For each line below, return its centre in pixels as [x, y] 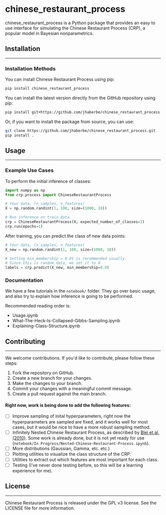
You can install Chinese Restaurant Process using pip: [60, 80]
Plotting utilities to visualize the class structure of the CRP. [71, 454]
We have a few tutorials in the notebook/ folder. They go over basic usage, [80, 291]
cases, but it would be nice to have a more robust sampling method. [81, 427]
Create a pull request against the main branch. [60, 394]
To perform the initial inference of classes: [48, 181]
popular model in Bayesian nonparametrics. [49, 33]
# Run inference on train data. [38, 217]
